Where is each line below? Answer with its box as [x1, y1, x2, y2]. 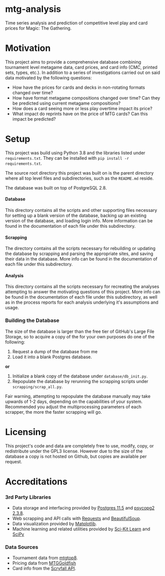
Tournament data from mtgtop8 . [12, 555, 78, 561]
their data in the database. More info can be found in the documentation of [5, 256, 158, 262]
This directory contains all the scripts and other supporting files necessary [5, 207, 158, 213]
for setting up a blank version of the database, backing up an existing [5, 212, 147, 219]
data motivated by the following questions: [5, 74, 92, 80]
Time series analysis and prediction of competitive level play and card [5, 20, 148, 26]
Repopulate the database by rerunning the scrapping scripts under [12, 378, 149, 384]
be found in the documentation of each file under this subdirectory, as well [5, 294, 158, 300]
